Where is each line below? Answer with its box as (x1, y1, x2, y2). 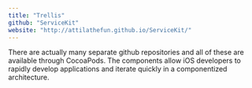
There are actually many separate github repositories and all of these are (8, 48, 244, 57)
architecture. (8, 72, 50, 82)
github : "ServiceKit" (8, 19, 80, 27)
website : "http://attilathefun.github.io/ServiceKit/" (8, 26, 192, 34)
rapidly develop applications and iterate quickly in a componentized (8, 64, 228, 74)
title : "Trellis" (8, 11, 65, 20)
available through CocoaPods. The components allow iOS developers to (8, 56, 242, 65)
